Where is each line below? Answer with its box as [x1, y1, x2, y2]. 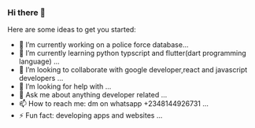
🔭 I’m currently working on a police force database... [18, 40, 189, 49]
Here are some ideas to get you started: [7, 25, 137, 35]
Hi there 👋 [7, 7, 46, 18]
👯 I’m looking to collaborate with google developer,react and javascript [18, 65, 248, 75]
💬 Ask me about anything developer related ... [18, 90, 168, 100]
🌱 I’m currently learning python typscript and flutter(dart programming [18, 49, 247, 58]
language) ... [18, 57, 60, 66]
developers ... [18, 74, 64, 83]
